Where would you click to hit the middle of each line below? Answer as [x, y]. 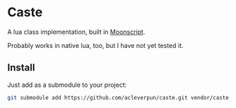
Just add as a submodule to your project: [67, 85]
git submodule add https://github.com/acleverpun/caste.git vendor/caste [118, 97]
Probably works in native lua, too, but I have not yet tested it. [95, 45]
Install [21, 68]
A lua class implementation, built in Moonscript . [76, 32]
